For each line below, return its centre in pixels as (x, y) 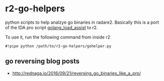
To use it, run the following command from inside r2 (58, 37)
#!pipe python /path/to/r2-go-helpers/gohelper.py (58, 46)
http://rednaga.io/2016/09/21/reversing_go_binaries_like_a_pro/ (77, 73)
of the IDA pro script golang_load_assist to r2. (51, 27)
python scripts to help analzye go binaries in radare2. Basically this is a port (82, 22)
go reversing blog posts (42, 61)
